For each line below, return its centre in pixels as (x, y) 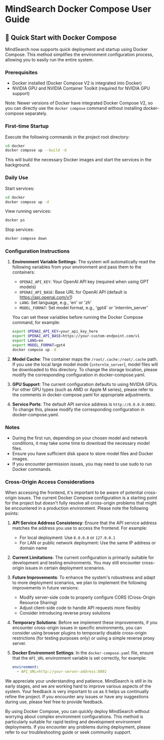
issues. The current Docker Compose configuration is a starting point (88, 498)
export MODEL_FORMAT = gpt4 (38, 345)
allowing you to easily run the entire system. (49, 60)
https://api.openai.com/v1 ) (46, 297)
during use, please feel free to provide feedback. (54, 702)
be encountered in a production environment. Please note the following (77, 508)
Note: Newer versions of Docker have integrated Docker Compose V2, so (79, 103)
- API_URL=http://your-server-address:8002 (62, 672)
